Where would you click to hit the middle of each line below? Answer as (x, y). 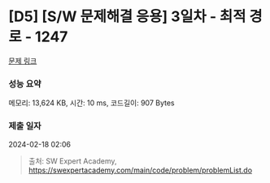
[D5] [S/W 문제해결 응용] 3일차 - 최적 (127, 17)
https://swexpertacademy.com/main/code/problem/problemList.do (140, 170)
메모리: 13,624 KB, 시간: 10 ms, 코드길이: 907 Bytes (91, 103)
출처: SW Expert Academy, (72, 161)
